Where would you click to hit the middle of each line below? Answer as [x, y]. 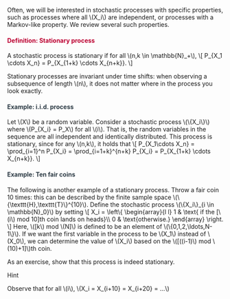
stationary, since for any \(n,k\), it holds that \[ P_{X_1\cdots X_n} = [101, 144]
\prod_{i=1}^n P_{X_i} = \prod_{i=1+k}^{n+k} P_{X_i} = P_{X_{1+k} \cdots [109, 152]
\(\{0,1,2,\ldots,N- [188, 226]
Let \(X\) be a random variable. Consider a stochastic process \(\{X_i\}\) [108, 122]
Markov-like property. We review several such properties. [88, 24]
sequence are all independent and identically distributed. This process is [110, 136]
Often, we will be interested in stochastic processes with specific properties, [115, 10]
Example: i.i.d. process [41, 107]
